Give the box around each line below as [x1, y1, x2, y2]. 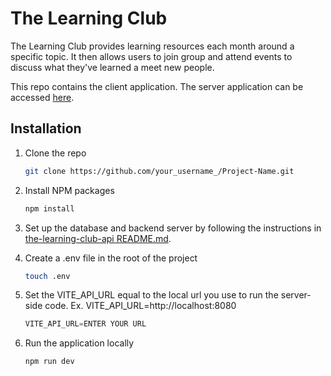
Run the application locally [24, 337, 135, 349]
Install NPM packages [24, 184, 115, 196]
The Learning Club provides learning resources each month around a [10, 40, 295, 52]
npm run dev [24, 357, 75, 367]
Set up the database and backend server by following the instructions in [24, 222, 322, 234]
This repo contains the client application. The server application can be [10, 80, 304, 92]
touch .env [24, 271, 71, 281]
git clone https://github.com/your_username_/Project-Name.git [24, 166, 295, 176]
